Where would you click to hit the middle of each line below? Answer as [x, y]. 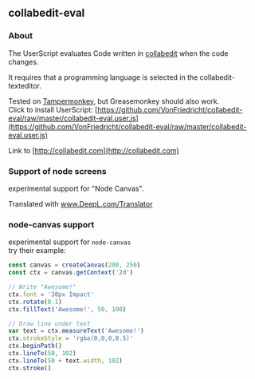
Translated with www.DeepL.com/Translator [80, 203]
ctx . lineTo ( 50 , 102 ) [43, 353]
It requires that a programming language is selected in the [103, 77]
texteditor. [25, 85]
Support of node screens [57, 171]
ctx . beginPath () [35, 346]
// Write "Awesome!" [43, 287]
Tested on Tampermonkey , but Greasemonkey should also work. [114, 101]
